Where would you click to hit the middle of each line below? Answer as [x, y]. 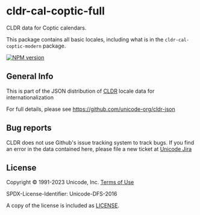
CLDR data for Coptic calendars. [46, 28]
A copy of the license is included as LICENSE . [63, 205]
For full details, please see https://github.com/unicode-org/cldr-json [91, 109]
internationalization [30, 97]
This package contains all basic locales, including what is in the [85, 39]
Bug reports [29, 128]
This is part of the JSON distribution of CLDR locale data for [80, 91]
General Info [30, 76]
